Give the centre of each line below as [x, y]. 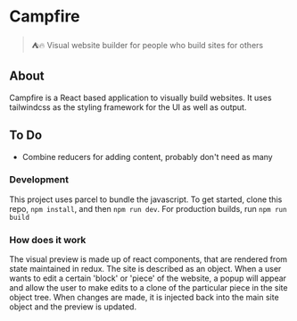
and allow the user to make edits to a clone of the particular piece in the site [148, 288]
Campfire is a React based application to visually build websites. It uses [140, 97]
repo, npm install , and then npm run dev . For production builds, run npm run [148, 208]
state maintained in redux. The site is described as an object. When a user [145, 269]
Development [39, 180]
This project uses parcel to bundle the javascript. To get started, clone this [146, 199]
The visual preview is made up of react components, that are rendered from [148, 259]
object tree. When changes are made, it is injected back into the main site [144, 298]
